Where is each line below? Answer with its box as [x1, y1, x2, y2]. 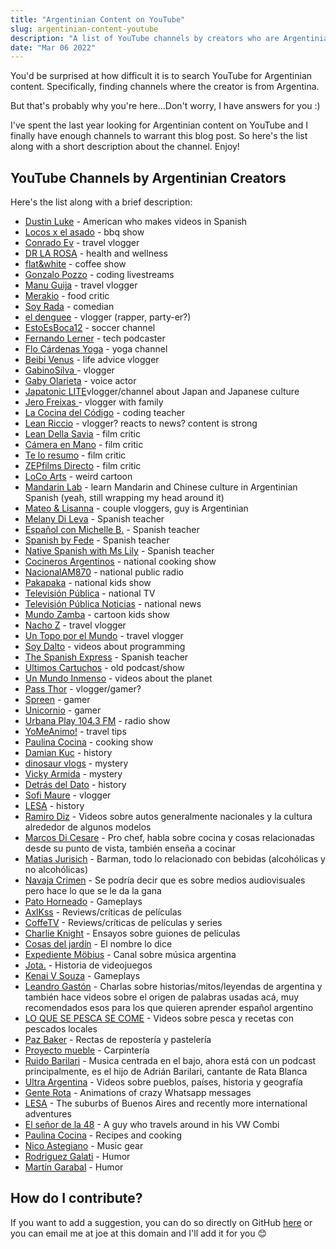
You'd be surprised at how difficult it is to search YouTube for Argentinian [10, 70, 313, 82]
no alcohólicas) [24, 864, 88, 876]
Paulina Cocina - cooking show [24, 736, 154, 748]
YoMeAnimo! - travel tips [24, 726, 127, 738]
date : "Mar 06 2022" [10, 42, 97, 53]
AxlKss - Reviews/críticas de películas [24, 906, 182, 918]
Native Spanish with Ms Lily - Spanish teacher [24, 545, 215, 557]
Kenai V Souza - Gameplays [24, 970, 141, 982]
